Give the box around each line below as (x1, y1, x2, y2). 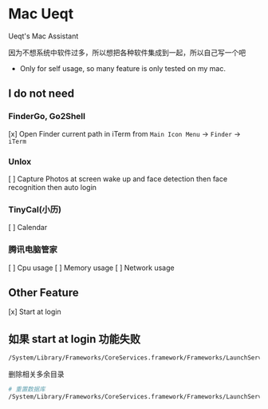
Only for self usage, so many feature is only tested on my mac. (19, 63, 226, 73)
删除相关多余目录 (8, 369, 65, 379)
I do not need (8, 87, 74, 101)
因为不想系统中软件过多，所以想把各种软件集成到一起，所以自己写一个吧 (8, 47, 246, 57)
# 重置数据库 (8, 385, 45, 394)
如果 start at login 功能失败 (8, 332, 141, 346)
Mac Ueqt (8, 5, 74, 23)
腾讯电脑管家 (8, 244, 58, 256)
